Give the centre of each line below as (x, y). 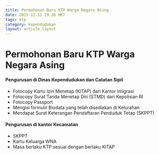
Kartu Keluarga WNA (35, 141)
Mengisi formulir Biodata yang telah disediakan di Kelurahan (76, 107)
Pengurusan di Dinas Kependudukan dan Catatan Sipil (64, 79)
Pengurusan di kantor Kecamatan (42, 125)
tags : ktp (16, 19)
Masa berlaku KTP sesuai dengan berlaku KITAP (64, 147)
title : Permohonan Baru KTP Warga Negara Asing (57, 10)
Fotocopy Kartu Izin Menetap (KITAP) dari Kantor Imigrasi (73, 91)
